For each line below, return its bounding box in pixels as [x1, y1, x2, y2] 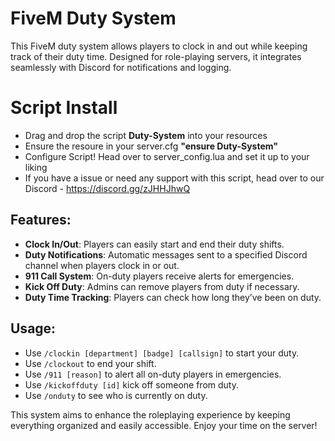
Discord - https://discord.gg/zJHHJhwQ [24, 182, 191, 194]
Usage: [10, 320, 57, 337]
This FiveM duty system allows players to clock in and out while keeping [10, 40, 308, 52]
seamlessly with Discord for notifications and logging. [10, 61, 232, 73]
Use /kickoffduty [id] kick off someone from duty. [24, 378, 239, 391]
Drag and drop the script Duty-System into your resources [24, 129, 268, 141]
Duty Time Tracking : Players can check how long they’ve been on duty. [24, 291, 322, 303]
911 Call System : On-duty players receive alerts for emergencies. [24, 270, 295, 282]
